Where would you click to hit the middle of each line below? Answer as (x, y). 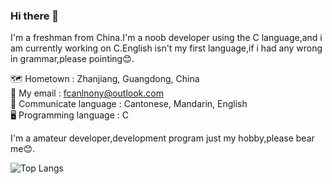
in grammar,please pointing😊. (72, 59)
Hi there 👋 (35, 16)
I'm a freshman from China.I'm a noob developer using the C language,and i (166, 38)
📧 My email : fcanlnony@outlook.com (87, 93)
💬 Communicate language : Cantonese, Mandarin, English (129, 104)
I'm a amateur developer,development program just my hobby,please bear (162, 138)
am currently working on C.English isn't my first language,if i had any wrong (166, 48)
